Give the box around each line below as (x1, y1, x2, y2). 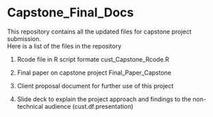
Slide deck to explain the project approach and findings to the (16, 94, 192, 103)
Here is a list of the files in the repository (7, 42, 122, 50)
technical (16, 102, 43, 110)
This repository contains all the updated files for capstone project (7, 27, 192, 36)
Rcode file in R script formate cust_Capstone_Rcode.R (16, 55, 170, 63)
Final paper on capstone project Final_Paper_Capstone (16, 68, 172, 77)
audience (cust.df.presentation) (44, 102, 134, 110)
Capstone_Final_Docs (7, 5, 134, 21)
